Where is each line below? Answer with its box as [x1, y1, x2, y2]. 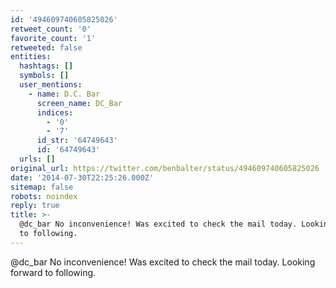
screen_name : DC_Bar [36, 98, 123, 108]
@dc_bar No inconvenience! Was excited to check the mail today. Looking [10, 256, 316, 268]
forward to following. [10, 266, 97, 278]
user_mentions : [19, 80, 83, 90]
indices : [36, 107, 74, 118]
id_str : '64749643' [36, 136, 118, 146]
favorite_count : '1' [10, 33, 97, 43]
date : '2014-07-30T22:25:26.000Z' [10, 172, 155, 183]
